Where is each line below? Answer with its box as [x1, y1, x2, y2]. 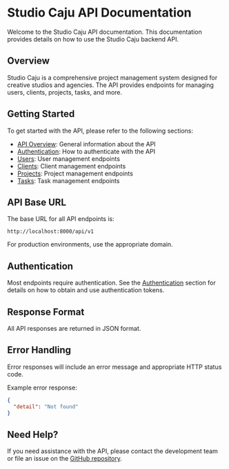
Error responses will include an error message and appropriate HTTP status [7, 363, 222, 371]
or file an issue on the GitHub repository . [7, 454, 123, 463]
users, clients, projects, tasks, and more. [7, 88, 123, 96]
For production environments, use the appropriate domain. [7, 240, 174, 249]
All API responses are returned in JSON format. [7, 325, 141, 332]
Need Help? [7, 428, 59, 440]
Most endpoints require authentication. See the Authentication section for [7, 278, 216, 287]
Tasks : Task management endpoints [17, 176, 120, 184]
